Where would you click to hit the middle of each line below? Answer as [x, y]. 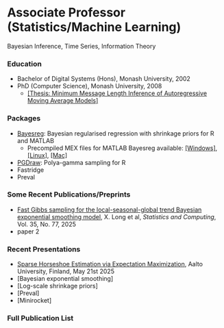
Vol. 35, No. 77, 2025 [47, 224]
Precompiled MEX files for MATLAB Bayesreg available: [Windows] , [122, 148]
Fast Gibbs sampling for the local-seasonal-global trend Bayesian [109, 210]
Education [25, 64]
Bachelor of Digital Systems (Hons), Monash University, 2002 [103, 79]
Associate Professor [66, 13]
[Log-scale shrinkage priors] [57, 286]
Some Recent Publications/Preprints [69, 194]
